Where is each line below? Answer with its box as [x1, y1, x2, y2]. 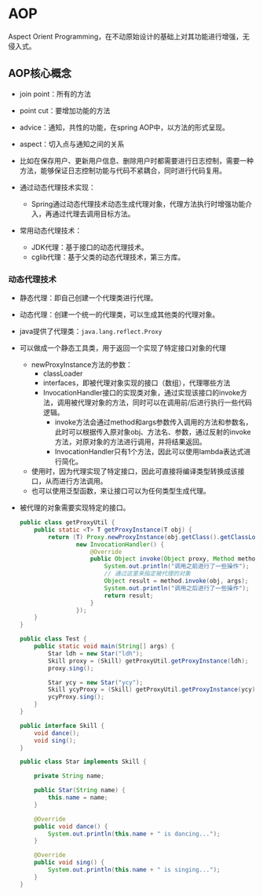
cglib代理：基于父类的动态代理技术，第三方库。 [31, 252, 185, 262]
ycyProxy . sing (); [48, 693, 104, 701]
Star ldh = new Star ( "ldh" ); [48, 649, 144, 657]
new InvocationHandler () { [75, 540, 165, 549]
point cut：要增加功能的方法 [19, 105, 111, 115]
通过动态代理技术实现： [19, 182, 96, 192]
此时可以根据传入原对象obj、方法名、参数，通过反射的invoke [54, 428, 251, 437]
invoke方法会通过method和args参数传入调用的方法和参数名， [54, 417, 253, 427]
